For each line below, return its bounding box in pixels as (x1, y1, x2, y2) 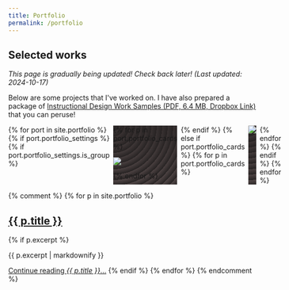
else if (181, 134, 201, 143)
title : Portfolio (8, 11, 66, 20)
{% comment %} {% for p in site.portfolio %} (8, 191, 154, 200)
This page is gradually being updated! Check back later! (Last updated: (8, 69, 243, 79)
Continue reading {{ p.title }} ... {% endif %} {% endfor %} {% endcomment (8, 266, 253, 276)
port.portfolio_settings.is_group (8, 151, 110, 160)
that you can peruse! (8, 110, 76, 120)
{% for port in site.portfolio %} (8, 125, 107, 135)
